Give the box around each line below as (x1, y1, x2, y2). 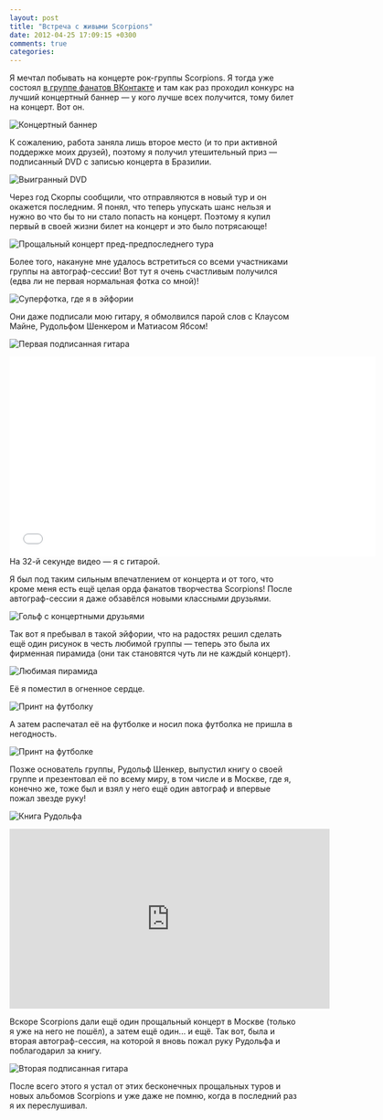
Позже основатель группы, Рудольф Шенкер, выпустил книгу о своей (9, 764, 283, 775)
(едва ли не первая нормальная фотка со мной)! (9, 276, 199, 287)
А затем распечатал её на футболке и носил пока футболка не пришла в (9, 719, 293, 730)
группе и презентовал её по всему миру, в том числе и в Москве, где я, (9, 774, 292, 785)
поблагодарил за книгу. (9, 1045, 102, 1056)
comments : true (9, 38, 68, 48)
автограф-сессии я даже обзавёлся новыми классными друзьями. (9, 593, 271, 604)
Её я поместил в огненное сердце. (9, 683, 145, 694)
